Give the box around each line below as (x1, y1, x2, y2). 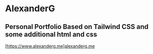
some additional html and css (5, 30, 97, 38)
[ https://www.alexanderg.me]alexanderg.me (5, 43, 95, 49)
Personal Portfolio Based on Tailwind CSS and (5, 23, 149, 31)
